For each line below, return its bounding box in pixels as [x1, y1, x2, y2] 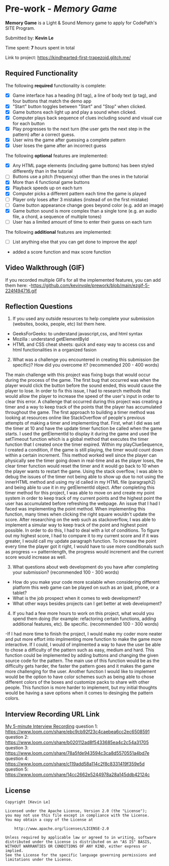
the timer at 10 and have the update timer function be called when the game [5, 425, 162, 432]
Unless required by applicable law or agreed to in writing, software [5, 835, 156, 840]
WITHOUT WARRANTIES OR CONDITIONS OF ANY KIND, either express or [5, 844, 147, 849]
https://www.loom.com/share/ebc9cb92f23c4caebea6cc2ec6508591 [5, 729, 150, 735]
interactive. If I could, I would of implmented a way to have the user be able [5, 642, 161, 648]
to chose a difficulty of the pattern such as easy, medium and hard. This [5, 647, 154, 653]
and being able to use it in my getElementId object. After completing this [5, 484, 155, 490]
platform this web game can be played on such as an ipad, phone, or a [12, 584, 159, 591]
